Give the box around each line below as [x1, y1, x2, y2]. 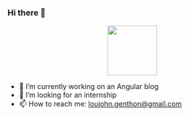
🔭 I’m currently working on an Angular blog [18, 82, 159, 91]
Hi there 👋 [7, 7, 47, 18]
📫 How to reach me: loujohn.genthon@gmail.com [18, 99, 183, 109]
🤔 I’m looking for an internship [18, 91, 117, 100]
